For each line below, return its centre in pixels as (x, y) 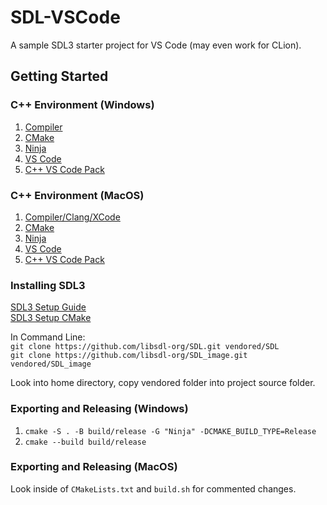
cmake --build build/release (85, 442)
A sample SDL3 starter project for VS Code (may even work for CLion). (156, 45)
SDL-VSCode (65, 17)
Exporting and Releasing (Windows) (99, 409)
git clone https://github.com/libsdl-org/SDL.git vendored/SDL (145, 347)
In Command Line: (48, 337)
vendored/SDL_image (51, 364)
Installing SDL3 (48, 285)
